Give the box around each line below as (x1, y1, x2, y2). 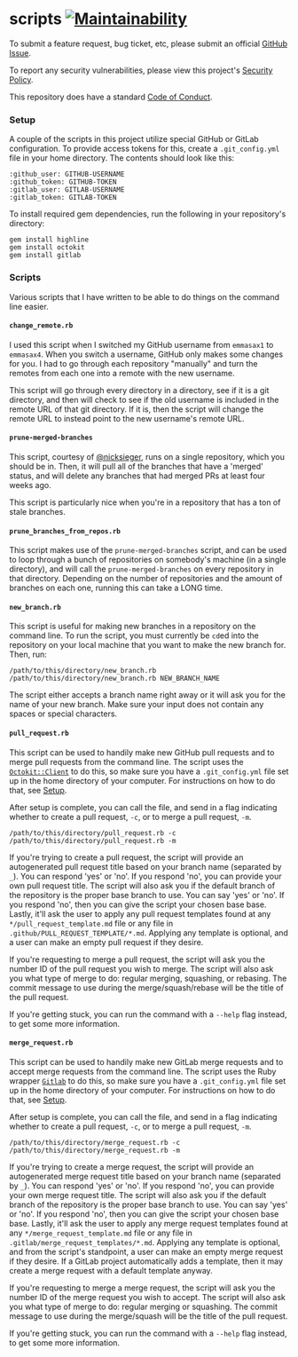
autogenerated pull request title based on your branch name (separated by (9, 861, 282, 872)
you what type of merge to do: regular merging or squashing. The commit (9, 1301, 278, 1312)
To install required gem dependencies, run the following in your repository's (9, 209, 286, 219)
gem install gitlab (9, 251, 82, 260)
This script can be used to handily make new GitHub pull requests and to (9, 746, 275, 758)
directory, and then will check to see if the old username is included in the (9, 394, 279, 405)
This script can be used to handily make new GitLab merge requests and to (9, 1056, 284, 1067)
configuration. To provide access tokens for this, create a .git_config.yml (9, 143, 280, 154)
